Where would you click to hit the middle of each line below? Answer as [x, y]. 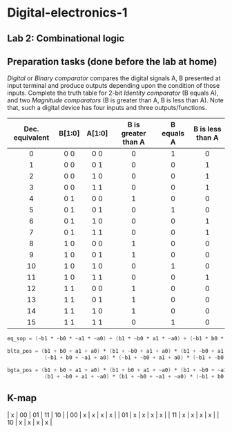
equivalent [31, 138]
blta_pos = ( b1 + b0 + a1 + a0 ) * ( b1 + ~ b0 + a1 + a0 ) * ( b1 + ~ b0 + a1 [116, 351]
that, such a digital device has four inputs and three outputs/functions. [107, 108]
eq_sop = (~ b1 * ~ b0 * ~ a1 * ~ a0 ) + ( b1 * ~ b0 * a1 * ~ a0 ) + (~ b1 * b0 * [116, 339]
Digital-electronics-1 [67, 13]
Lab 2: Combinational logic [66, 38]
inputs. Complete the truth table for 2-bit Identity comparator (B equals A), [113, 93]
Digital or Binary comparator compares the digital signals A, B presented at [114, 78]
